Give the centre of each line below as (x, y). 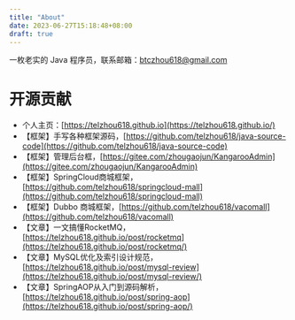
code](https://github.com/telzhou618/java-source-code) (124, 146)
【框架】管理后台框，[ (62, 156)
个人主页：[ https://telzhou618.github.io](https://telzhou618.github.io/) (149, 126)
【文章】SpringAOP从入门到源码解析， (93, 287)
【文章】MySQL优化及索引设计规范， (89, 257)
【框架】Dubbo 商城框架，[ (72, 207)
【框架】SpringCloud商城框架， (80, 177)
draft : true (31, 34)
